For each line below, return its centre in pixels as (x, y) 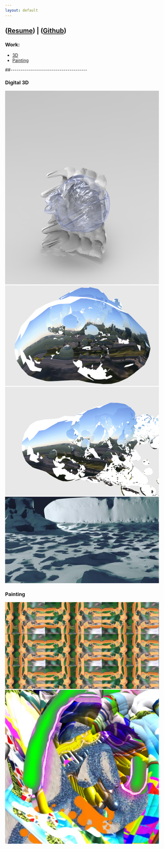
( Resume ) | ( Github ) (36, 31)
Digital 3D (17, 83)
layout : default (21, 10)
